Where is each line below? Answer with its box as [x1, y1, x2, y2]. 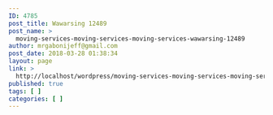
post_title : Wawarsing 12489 [8, 19, 107, 28]
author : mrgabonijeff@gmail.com [8, 42, 118, 50]
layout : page [8, 57, 53, 66]
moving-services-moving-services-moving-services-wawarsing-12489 [15, 34, 245, 43]
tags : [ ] [8, 87, 42, 96]
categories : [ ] [8, 95, 63, 103]
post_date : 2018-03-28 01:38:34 [8, 49, 118, 57]
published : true [8, 79, 63, 87]
